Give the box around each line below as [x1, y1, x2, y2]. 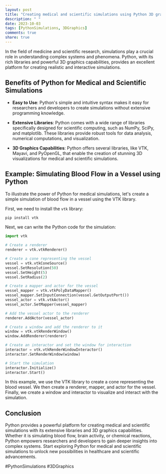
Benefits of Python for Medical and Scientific [5, 79, 147, 87]
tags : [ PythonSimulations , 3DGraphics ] [5, 26, 87, 31]
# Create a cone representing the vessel [5, 256, 92, 261]
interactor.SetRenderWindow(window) [5, 352, 81, 357]
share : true [5, 35, 30, 40]
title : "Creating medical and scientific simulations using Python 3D [5, 12, 154, 17]
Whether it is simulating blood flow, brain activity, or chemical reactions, [5, 433, 152, 439]
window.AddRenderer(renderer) [5, 334, 68, 339]
